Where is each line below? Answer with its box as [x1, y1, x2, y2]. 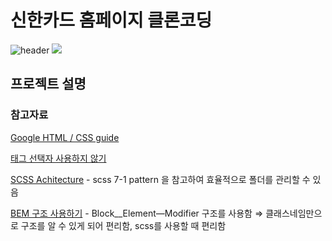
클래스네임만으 [265, 207, 323, 219]
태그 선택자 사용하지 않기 [10, 152, 107, 164]
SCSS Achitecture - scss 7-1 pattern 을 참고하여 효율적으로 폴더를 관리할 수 [10, 173, 311, 185]
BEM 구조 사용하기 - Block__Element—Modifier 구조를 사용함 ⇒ [10, 207, 264, 219]
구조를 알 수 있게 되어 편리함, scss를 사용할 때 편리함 [20, 219, 227, 231]
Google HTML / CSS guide [10, 131, 120, 143]
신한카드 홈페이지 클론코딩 [10, 9, 213, 32]
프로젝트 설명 [10, 76, 87, 93]
